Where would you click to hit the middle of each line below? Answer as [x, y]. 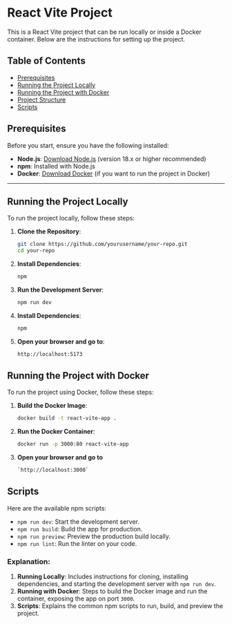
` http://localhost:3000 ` [53, 470]
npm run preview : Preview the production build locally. [94, 536]
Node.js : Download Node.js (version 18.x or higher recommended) [112, 159]
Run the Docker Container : [56, 432]
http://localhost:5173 [50, 354]
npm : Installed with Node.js [56, 166]
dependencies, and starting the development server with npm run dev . [116, 584]
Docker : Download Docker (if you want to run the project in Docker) [114, 173]
